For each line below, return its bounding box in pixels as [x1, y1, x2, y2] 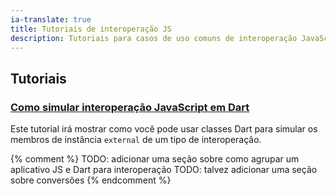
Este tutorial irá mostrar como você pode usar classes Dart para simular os [10, 123, 318, 135]
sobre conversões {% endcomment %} [10, 174, 172, 186]
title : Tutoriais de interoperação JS [10, 24, 172, 34]
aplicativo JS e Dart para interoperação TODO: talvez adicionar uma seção [10, 164, 318, 176]
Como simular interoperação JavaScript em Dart [10, 100, 250, 114]
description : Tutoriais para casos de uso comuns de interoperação [10, 33, 298, 43]
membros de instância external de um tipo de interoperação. [10, 134, 262, 146]
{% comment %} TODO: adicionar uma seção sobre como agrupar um [10, 153, 300, 165]
